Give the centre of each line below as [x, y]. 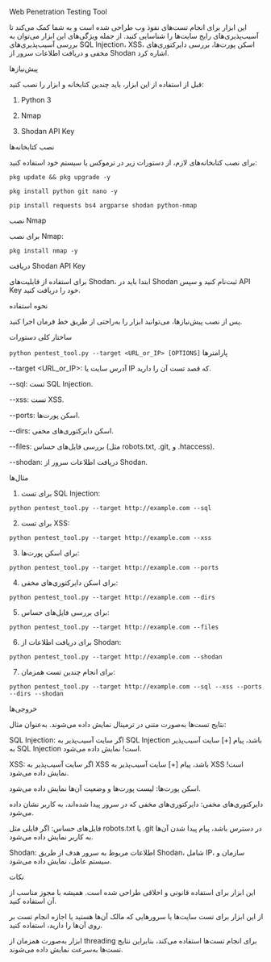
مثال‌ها [19, 478]
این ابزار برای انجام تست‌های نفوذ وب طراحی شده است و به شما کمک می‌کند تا [128, 27]
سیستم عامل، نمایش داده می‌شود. [60, 861]
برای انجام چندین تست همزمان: [68, 672]
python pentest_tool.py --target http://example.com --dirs [113, 597]
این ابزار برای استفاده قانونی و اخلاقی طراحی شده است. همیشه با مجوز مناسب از [133, 892]
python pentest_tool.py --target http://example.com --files [114, 627]
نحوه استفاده [29, 305]
